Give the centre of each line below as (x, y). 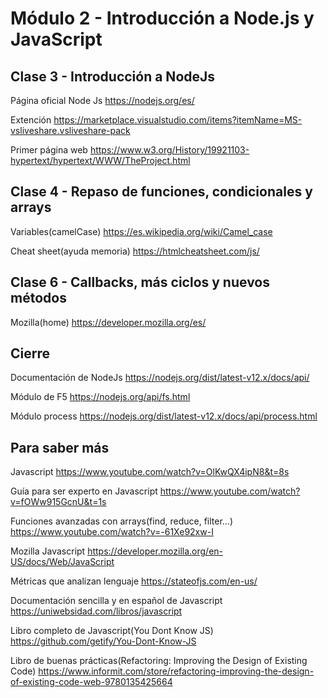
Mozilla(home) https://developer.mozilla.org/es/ (108, 322)
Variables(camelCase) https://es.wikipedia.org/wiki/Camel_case (141, 231)
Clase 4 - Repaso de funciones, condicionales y (161, 192)
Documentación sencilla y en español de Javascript (116, 601)
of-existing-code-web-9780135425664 (91, 682)
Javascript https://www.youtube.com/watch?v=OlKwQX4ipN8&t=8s (150, 472)
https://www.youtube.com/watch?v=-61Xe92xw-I (112, 532)
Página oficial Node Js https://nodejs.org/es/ (102, 100)
